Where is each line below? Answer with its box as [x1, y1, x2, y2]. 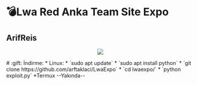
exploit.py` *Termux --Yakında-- [6, 72, 85, 79]
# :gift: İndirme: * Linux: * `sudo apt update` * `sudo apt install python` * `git [6, 60, 192, 66]
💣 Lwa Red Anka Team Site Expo [6, 5, 169, 19]
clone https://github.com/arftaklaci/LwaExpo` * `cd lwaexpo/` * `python [6, 66, 181, 73]
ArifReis [6, 32, 37, 42]
